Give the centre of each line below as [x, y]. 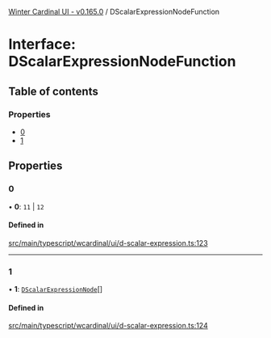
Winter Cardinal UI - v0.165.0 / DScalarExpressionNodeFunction [114, 12]
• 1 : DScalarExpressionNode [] [56, 289]
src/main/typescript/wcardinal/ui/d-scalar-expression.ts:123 [108, 243]
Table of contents [53, 91]
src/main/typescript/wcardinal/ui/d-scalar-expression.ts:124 [108, 326]
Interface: [42, 44]
